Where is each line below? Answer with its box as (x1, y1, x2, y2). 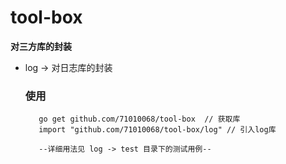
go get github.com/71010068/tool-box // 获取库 (38, 114, 241, 125)
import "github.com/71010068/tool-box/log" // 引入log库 (38, 125, 277, 135)
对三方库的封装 (10, 40, 72, 52)
